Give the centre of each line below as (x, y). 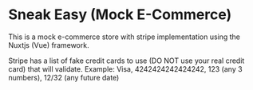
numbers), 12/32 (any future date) (64, 77)
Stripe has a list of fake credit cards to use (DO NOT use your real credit (126, 61)
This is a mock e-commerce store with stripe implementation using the (125, 37)
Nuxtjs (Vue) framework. (49, 45)
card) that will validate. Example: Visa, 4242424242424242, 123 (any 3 (125, 68)
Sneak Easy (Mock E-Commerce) (120, 15)
